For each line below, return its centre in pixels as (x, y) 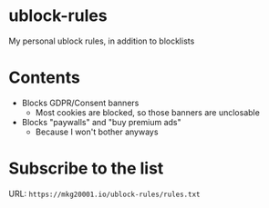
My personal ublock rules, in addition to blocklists (102, 41)
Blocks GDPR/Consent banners (80, 103)
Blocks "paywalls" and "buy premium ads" (101, 122)
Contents (45, 78)
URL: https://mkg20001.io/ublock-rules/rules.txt (104, 193)
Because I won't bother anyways (97, 132)
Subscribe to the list (86, 168)
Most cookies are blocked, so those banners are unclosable (148, 112)
